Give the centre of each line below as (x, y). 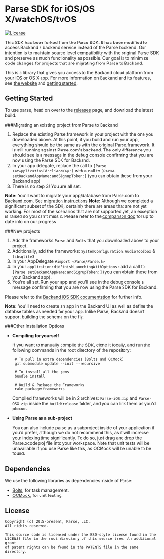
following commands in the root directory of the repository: (72, 350)
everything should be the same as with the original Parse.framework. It (83, 145)
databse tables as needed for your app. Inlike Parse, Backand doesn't (75, 311)
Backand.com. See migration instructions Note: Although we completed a (79, 201)
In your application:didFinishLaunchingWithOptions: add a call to (79, 266)
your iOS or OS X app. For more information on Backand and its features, (78, 78)
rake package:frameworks (40, 389)
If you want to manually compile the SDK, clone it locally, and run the (81, 345)
